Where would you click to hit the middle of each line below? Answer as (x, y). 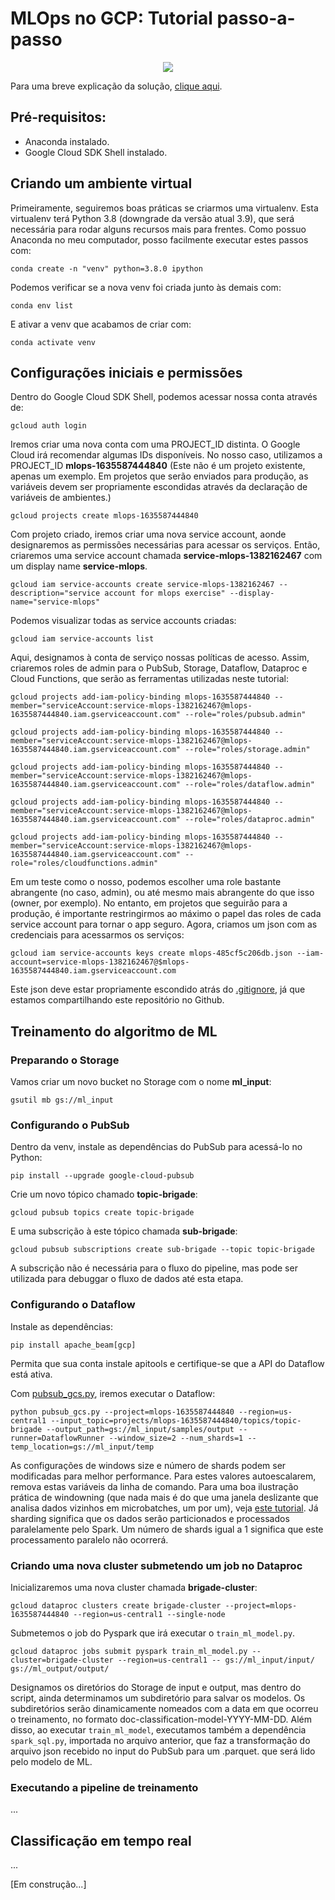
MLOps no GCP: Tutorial (111, 18)
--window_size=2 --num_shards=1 (176, 1438)
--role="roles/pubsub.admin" (245, 715)
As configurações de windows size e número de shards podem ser (148, 1465)
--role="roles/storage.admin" (247, 750)
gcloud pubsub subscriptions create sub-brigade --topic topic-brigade (162, 1250)
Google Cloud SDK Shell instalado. (96, 152)
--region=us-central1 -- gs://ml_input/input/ (216, 1660)
